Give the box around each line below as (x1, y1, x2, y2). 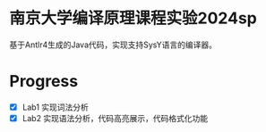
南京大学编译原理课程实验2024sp (9, 8, 257, 29)
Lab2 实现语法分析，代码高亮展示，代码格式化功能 (21, 112, 209, 123)
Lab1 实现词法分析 (21, 102, 90, 112)
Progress (9, 71, 79, 92)
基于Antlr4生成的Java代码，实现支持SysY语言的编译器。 (9, 39, 218, 50)
